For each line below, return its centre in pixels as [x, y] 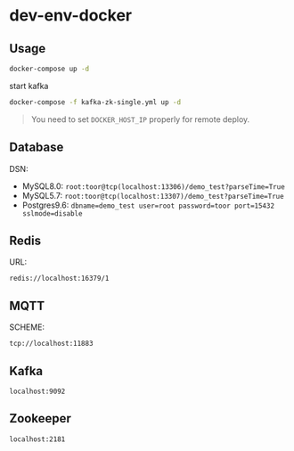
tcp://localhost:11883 [51, 344]
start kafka [29, 86]
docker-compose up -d [49, 69]
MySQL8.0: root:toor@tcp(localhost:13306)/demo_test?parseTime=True [153, 186]
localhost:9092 [37, 391]
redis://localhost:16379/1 [59, 279]
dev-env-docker [71, 16]
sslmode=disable [52, 213]
